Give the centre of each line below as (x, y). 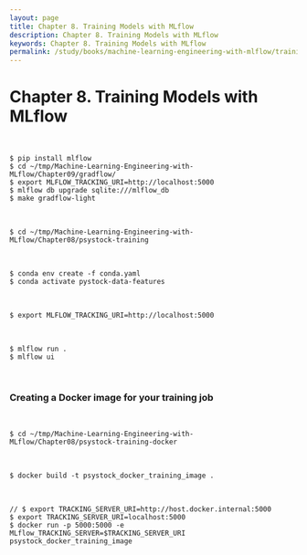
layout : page (34, 18)
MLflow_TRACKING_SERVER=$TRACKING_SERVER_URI (97, 534)
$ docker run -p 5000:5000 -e (67, 526)
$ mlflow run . (38, 349)
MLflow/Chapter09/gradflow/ (63, 174)
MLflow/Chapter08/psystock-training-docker (94, 442)
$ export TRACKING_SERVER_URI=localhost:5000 (97, 518)
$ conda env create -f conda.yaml (75, 274)
